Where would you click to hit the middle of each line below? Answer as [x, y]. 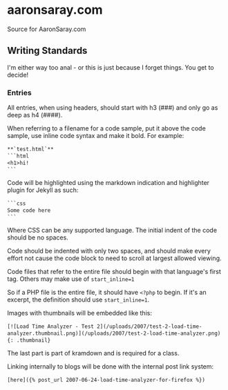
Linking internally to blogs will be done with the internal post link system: [111, 367]
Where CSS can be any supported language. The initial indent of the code [112, 231]
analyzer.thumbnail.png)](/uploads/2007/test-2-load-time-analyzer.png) [114, 333]
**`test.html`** [30, 149]
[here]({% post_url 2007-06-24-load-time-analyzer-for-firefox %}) [106, 380]
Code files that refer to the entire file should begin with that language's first [114, 272]
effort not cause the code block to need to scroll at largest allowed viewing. [115, 258]
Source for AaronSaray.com [47, 29]
